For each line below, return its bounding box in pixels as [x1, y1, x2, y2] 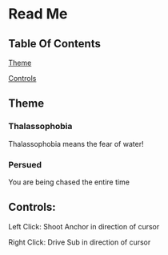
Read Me [8, 5, 68, 23]
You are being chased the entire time [8, 177, 130, 187]
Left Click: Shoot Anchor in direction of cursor [8, 221, 160, 231]
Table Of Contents [8, 37, 102, 51]
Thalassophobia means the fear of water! [8, 139, 144, 148]
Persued [8, 159, 42, 170]
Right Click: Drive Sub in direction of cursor [8, 237, 151, 247]
